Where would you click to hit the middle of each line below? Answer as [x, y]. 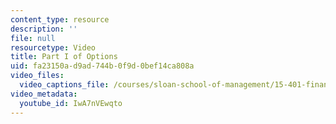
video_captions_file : [64, 85]
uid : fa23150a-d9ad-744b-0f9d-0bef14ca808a [102, 66]
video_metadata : [44, 94]
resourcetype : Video [53, 47]
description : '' [44, 29]
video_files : [37, 76]
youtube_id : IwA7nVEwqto [71, 103]
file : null [33, 38]
